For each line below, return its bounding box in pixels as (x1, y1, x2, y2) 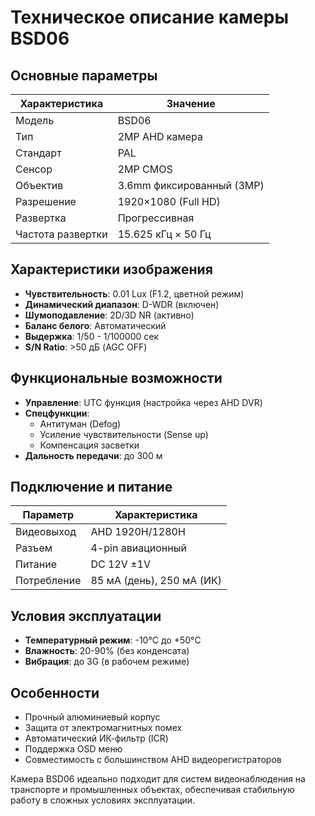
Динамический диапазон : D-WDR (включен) (24, 298, 220, 310)
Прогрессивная (117, 211, 195, 225)
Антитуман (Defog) (39, 417, 122, 430)
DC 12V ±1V (90, 557, 151, 571)
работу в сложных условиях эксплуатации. (10, 794, 196, 806)
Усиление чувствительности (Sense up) (39, 428, 209, 440)
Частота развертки (15, 227, 108, 241)
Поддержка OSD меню (24, 743, 123, 755)
